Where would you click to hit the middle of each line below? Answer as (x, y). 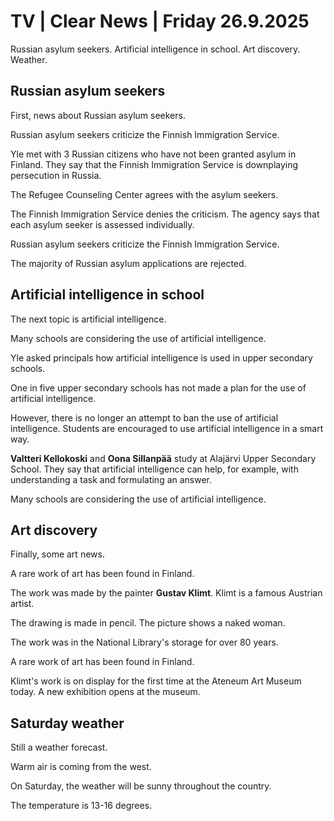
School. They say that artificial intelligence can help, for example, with (154, 469)
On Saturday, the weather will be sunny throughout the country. (141, 786)
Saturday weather (67, 723)
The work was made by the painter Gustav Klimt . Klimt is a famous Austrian (166, 593)
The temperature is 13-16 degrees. (81, 806)
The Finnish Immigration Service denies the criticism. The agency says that (165, 214)
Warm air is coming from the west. (81, 767)
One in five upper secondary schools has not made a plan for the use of (158, 387)
